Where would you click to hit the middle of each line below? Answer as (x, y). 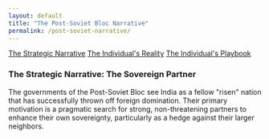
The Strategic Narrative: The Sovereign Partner (102, 75)
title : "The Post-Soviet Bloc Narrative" (79, 23)
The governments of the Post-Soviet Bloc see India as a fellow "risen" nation (135, 92)
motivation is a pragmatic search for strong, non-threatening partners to (128, 108)
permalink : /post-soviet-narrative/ (69, 31)
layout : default (35, 16)
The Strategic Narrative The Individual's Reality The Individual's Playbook (130, 54)
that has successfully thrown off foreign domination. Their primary (118, 100)
